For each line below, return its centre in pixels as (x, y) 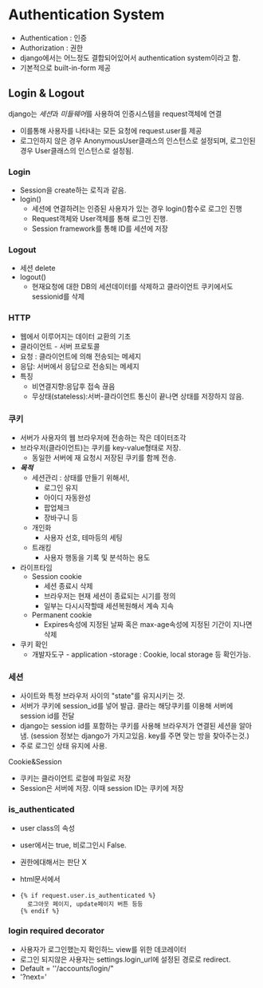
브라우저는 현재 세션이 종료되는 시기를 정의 (110, 596)
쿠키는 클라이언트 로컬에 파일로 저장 (75, 778)
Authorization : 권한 (51, 48)
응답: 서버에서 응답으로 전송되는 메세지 (79, 366)
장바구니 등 (61, 518)
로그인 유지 (61, 487)
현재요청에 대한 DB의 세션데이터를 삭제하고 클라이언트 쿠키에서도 (132, 287)
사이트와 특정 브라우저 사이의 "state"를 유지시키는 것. (102, 696)
